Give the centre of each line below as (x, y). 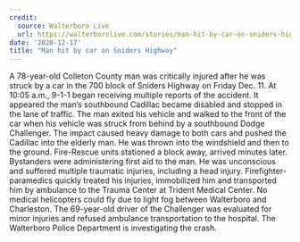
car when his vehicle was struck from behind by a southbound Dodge (137, 124)
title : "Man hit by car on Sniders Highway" (93, 51)
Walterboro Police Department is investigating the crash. (113, 228)
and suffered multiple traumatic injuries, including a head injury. (126, 171)
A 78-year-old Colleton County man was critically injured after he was (137, 76)
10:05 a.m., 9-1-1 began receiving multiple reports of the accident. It (134, 96)
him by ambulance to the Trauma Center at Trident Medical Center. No (138, 190)
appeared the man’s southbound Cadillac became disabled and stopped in (146, 104)
